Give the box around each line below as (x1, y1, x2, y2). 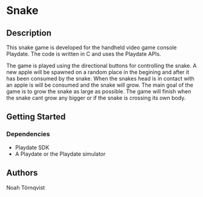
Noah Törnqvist (6, 184, 45, 191)
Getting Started (6, 112, 66, 122)
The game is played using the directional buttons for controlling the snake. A (6, 62, 197, 69)
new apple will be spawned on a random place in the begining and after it (6, 68, 190, 76)
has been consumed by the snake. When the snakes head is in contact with (6, 75, 195, 82)
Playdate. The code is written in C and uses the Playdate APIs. (6, 50, 162, 58)
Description (6, 28, 52, 38)
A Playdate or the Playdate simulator (15, 150, 106, 158)
